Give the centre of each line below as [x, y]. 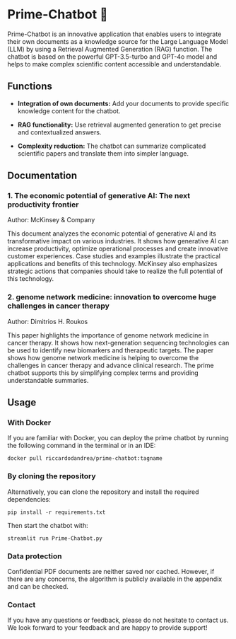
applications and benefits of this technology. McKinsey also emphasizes [112, 264]
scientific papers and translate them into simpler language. [103, 153]
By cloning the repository [52, 476]
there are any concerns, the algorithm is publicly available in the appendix [115, 579]
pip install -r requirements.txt [57, 512]
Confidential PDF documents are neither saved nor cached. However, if [111, 572]
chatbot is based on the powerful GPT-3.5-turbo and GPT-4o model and [112, 57]
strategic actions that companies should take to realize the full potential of [115, 271]
